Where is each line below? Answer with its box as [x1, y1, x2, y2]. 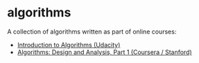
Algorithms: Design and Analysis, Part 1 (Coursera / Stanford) [17, 48, 192, 56]
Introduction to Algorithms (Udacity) [17, 40, 121, 49]
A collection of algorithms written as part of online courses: [7, 27, 177, 36]
